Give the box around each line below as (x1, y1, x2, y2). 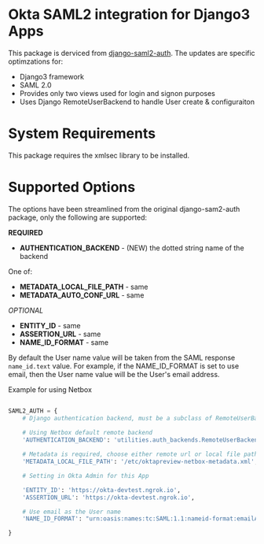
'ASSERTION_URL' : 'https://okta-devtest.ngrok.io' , (22, 494, 195, 501)
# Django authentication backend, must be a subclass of (22, 414, 213, 422)
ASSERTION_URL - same (19, 329, 101, 339)
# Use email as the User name (22, 508, 122, 516)
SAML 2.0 (19, 80, 52, 90)
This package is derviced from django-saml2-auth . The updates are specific (8, 48, 255, 57)
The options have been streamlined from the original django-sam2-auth (8, 204, 240, 213)
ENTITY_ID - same (19, 320, 81, 330)
